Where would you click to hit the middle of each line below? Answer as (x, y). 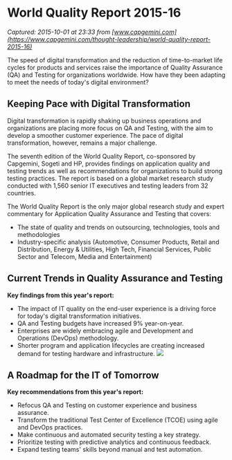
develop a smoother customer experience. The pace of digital (95, 135)
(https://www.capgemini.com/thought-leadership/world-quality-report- (109, 39)
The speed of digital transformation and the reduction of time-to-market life (115, 60)
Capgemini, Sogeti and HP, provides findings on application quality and (108, 163)
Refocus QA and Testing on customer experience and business (107, 405)
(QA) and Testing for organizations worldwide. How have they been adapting (116, 75)
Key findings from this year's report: (61, 295)
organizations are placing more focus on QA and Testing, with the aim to (110, 128)
